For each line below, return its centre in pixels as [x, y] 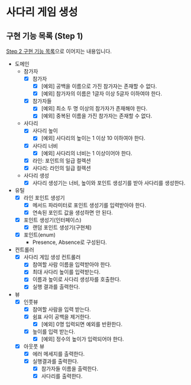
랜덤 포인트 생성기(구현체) [62, 227]
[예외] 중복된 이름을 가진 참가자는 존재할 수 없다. [97, 116]
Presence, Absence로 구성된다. [70, 242]
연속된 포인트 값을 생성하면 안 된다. [73, 212]
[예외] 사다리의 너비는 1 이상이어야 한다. [87, 153]
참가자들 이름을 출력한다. [70, 369]
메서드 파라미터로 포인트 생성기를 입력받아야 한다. [89, 205]
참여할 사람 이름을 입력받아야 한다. [72, 265]
